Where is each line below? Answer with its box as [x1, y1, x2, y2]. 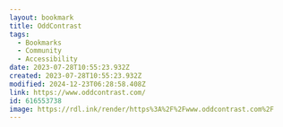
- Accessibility [17, 55, 78, 63]
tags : [9, 30, 30, 38]
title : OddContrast [9, 21, 82, 30]
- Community [17, 47, 63, 55]
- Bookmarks [17, 38, 63, 47]
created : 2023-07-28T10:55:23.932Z [9, 72, 142, 80]
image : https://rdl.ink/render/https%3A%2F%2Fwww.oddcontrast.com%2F [9, 105, 275, 114]
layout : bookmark [9, 13, 74, 22]
